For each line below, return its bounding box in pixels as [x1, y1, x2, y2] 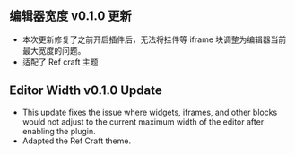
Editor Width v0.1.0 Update [9, 83, 163, 99]
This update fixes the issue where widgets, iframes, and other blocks [22, 107, 278, 117]
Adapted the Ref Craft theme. [22, 135, 132, 146]
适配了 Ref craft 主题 [22, 56, 99, 67]
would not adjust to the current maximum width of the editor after [22, 116, 265, 127]
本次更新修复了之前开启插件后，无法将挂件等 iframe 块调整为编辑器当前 [22, 34, 287, 45]
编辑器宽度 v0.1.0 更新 [9, 8, 132, 24]
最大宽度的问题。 [22, 45, 86, 56]
